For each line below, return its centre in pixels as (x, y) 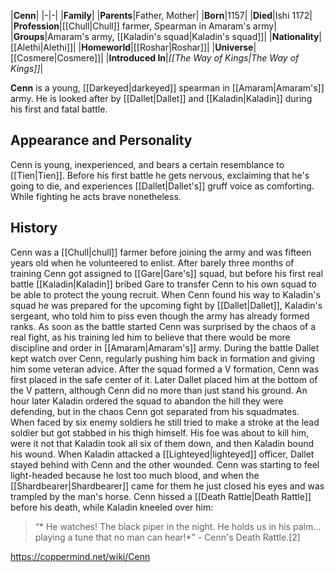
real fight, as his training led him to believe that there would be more (150, 337)
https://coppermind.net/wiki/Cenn (80, 556)
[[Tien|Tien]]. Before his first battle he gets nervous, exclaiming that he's (160, 175)
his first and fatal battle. (59, 109)
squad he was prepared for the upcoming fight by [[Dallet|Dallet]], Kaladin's (166, 305)
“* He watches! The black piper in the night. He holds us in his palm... (178, 526)
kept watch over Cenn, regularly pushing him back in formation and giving (163, 358)
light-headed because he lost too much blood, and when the (135, 475)
